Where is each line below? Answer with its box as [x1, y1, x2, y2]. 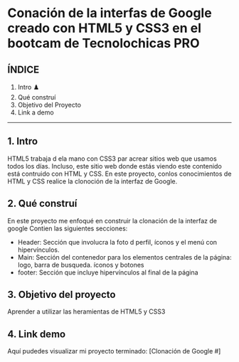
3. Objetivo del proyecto [7, 289, 116, 301]
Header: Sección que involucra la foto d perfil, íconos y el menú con [17, 238, 218, 246]
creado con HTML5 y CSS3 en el [7, 20, 201, 36]
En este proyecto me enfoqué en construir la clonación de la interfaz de [7, 216, 217, 225]
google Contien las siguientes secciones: [7, 224, 128, 233]
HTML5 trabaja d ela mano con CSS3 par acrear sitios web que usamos [7, 154, 217, 163]
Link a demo [17, 108, 55, 117]
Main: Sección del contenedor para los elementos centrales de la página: [17, 252, 232, 261]
